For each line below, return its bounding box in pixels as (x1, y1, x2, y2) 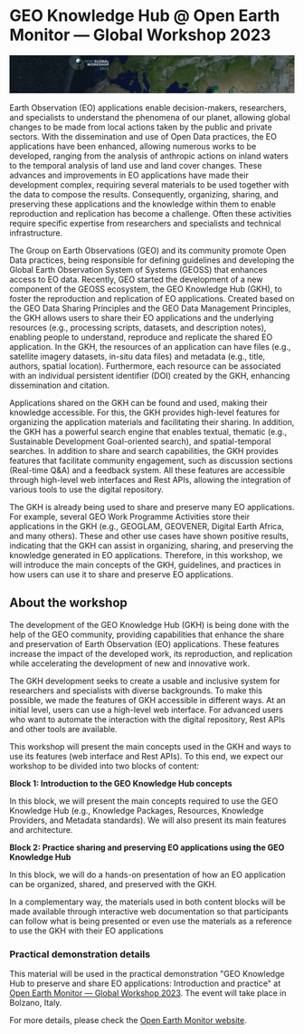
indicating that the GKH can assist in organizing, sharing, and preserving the (9, 540, 294, 551)
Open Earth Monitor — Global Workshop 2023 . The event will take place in (9, 987, 287, 998)
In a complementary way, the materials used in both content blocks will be (9, 896, 286, 907)
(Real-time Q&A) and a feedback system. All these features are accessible (9, 464, 285, 476)
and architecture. (9, 824, 73, 835)
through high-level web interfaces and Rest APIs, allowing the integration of (9, 474, 291, 485)
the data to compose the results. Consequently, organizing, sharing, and (9, 188, 279, 199)
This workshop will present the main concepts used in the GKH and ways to (9, 740, 291, 752)
